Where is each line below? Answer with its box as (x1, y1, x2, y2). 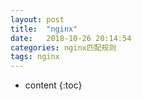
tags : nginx (10, 52, 60, 62)
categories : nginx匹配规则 (10, 42, 117, 53)
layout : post (10, 14, 65, 25)
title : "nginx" (10, 24, 78, 34)
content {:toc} (24, 79, 83, 91)
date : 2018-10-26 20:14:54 (10, 33, 132, 43)
